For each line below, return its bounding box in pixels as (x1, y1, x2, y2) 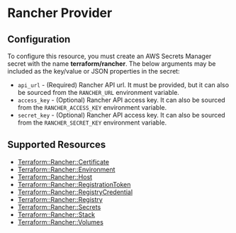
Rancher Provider (7, 5, 113, 21)
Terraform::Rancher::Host (17, 172, 93, 181)
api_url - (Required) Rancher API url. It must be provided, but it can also (17, 81, 229, 89)
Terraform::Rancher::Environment (17, 165, 116, 174)
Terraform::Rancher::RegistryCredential (17, 188, 133, 196)
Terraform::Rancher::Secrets (17, 203, 101, 211)
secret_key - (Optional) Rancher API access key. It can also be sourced (17, 111, 225, 119)
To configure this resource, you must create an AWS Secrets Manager (7, 52, 212, 60)
